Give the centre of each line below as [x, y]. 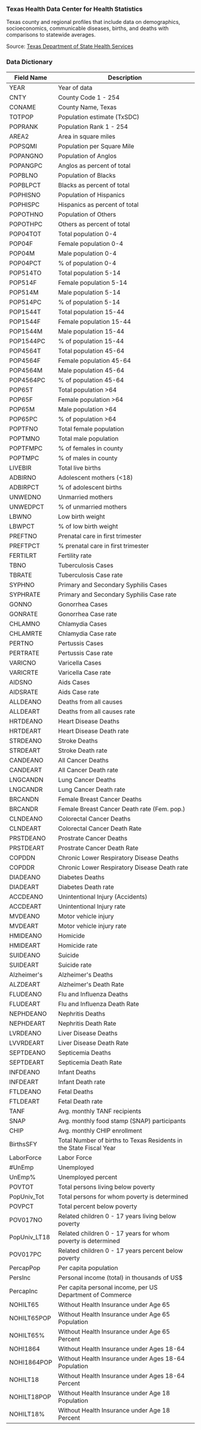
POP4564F [25, 360]
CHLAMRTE [26, 633]
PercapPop [25, 1267]
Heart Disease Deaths [89, 721]
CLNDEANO [26, 819]
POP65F [21, 399]
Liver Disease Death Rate [93, 1043]
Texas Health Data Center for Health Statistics [74, 9]
